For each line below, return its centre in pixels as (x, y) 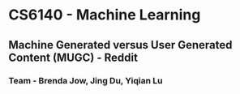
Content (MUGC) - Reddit (73, 57)
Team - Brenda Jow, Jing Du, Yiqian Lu (86, 80)
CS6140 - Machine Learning (105, 15)
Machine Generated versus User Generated (120, 45)
